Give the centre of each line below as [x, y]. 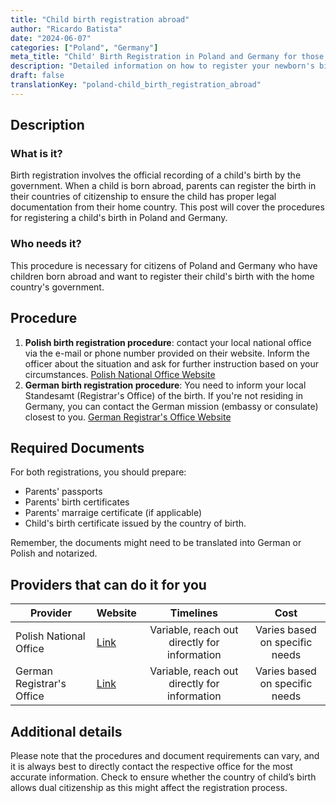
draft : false [37, 76]
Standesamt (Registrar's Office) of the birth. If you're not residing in [164, 395]
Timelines [193, 613]
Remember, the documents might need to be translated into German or [156, 543]
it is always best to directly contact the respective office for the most [151, 766]
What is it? [36, 154]
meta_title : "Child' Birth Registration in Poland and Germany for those [167, 57]
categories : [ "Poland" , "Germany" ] [84, 47]
